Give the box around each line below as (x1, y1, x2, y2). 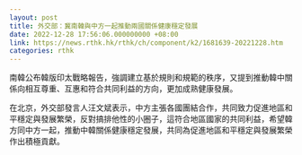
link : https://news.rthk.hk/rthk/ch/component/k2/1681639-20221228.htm (9, 38, 283, 47)
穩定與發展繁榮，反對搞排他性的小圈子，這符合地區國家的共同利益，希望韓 (16, 114, 293, 125)
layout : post (9, 13, 58, 22)
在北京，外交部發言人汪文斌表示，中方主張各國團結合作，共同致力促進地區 (9, 102, 285, 113)
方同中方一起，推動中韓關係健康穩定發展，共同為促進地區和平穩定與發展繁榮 (9, 125, 293, 135)
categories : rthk (9, 47, 75, 56)
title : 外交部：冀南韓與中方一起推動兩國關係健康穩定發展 (9, 22, 199, 30)
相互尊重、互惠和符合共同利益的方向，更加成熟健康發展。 (24, 83, 238, 94)
